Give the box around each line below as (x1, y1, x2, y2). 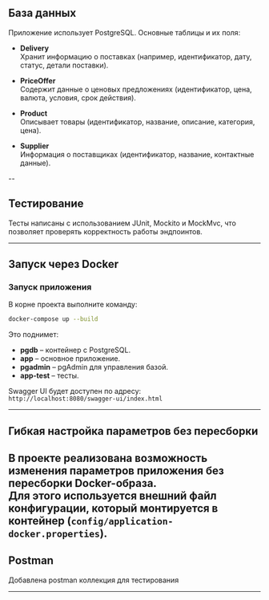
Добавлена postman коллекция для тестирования (8, 575, 179, 585)
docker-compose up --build (8, 315, 98, 323)
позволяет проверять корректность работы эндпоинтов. (8, 226, 203, 236)
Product (19, 108, 48, 118)
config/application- (70, 515, 174, 527)
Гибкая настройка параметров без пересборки (8, 424, 259, 438)
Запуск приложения (8, 281, 92, 292)
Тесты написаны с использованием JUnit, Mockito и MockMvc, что (8, 218, 236, 228)
